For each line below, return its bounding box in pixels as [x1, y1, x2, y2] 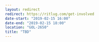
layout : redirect [5, 7, 40, 12]
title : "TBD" [5, 29, 32, 34]
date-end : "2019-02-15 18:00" [5, 20, 66, 26]
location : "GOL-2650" [5, 25, 49, 30]
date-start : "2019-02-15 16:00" [5, 16, 70, 21]
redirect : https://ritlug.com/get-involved [5, 12, 95, 16]
